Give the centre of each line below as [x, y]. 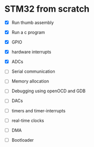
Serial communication [33, 71]
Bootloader [23, 140]
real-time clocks [28, 120]
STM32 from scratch [47, 9]
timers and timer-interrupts [39, 110]
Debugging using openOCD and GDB [48, 91]
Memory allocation [30, 81]
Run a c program [28, 32]
